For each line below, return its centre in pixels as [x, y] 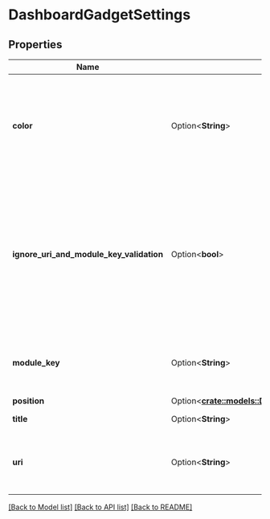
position [29, 401]
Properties [35, 45]
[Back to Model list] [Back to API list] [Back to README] [100, 507]
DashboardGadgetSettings [100, 15]
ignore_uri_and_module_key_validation [88, 254]
